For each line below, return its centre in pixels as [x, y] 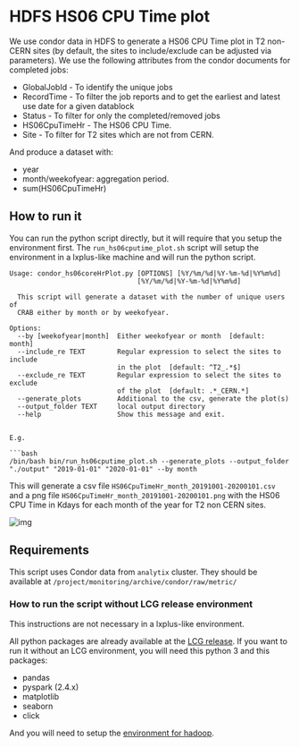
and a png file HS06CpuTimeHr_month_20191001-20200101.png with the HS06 [145, 495]
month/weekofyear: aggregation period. [96, 178]
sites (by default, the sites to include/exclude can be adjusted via [152, 50]
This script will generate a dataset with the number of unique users [151, 297]
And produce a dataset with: [61, 152]
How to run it [46, 216]
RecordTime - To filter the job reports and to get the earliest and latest [151, 97]
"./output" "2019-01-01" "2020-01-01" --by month [104, 469]
